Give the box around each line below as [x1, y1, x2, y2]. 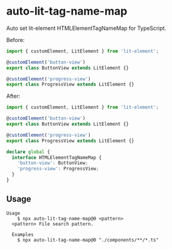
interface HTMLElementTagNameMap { [12, 154, 102, 161]
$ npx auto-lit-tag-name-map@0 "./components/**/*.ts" [17, 237, 159, 243]
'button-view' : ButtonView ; [17, 160, 88, 166]
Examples [12, 231, 34, 237]
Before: [6, 36, 25, 43]
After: [6, 93, 21, 100]
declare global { [6, 148, 50, 155]
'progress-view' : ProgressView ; [17, 166, 99, 172]
